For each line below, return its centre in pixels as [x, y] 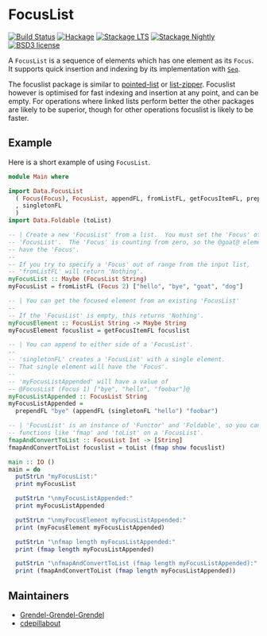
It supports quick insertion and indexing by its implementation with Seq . [124, 68]
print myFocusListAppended [60, 506]
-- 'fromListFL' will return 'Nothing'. [76, 272]
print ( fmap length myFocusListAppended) [85, 549]
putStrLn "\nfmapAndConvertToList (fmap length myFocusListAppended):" [137, 564]
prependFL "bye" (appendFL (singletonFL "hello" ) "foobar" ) [117, 411]
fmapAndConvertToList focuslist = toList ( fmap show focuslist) [117, 447]
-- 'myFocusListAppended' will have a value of [89, 382]
